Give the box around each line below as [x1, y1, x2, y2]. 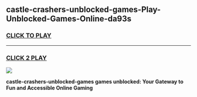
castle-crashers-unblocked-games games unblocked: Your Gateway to [6, 78, 184, 85]
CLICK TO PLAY [6, 32, 52, 40]
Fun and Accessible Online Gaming [6, 84, 93, 91]
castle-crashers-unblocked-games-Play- [6, 5, 161, 15]
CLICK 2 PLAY [6, 53, 47, 62]
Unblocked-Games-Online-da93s [6, 14, 132, 24]
